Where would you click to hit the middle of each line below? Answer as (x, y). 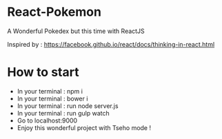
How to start (43, 72)
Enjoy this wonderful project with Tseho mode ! (84, 127)
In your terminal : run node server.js (68, 106)
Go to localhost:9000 (47, 120)
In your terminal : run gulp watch (63, 113)
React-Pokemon (54, 12)
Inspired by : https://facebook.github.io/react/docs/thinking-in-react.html (111, 44)
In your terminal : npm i (50, 91)
